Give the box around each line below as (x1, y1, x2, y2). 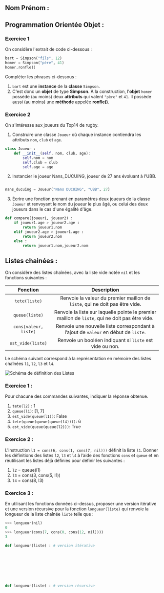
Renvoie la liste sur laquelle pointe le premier (54, 309, 157, 316)
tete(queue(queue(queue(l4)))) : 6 (12, 418, 82, 425)
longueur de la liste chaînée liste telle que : (5, 511, 94, 517)
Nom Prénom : (5, 4, 50, 12)
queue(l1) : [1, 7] (12, 408, 45, 414)
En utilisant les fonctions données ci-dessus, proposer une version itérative (5, 501, 157, 507)
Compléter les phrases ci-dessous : (5, 73, 77, 80)
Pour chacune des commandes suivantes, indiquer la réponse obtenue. (5, 393, 148, 399)
